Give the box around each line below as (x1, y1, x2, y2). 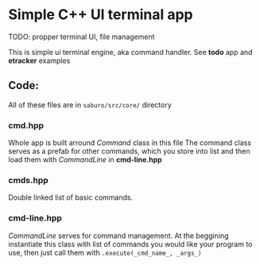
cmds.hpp (8, 174, 49, 185)
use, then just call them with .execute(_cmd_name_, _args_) (8, 247, 202, 257)
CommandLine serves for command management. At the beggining (8, 231, 229, 240)
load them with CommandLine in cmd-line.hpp (8, 155, 163, 165)
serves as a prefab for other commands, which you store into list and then (8, 146, 250, 156)
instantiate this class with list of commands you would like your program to (8, 239, 253, 248)
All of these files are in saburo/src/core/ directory (8, 99, 173, 109)
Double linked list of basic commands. (8, 193, 134, 202)
